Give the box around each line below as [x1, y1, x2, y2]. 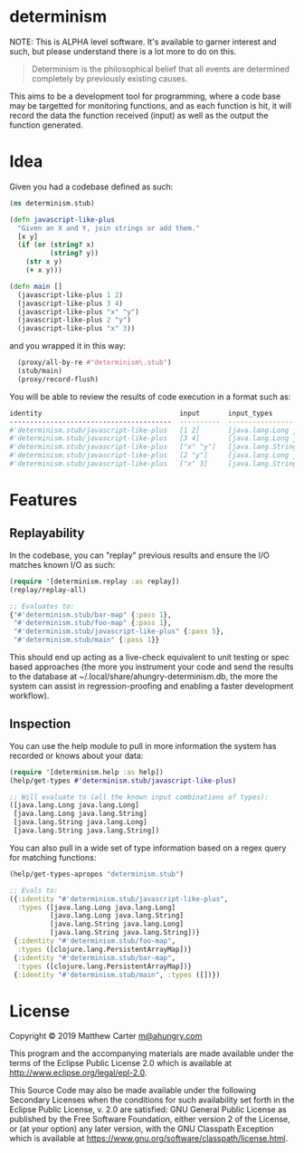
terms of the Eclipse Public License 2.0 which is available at [9, 1058, 233, 1069]
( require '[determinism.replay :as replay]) [9, 577, 180, 586]
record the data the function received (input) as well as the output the [9, 110, 269, 120]
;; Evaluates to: [9, 601, 75, 610]
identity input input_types [9, 408, 273, 418]
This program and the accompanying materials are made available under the [9, 1048, 294, 1059]
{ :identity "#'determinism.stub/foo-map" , [13, 937, 176, 946]
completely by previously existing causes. [31, 72, 188, 83]
